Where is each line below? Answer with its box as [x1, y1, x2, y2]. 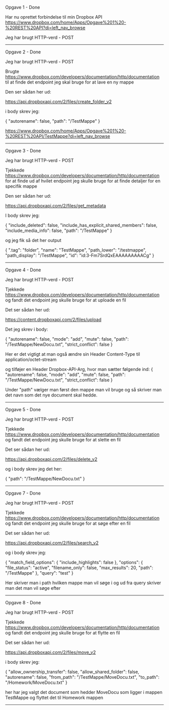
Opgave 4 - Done [5, 267, 41, 273]
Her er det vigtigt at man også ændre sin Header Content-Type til [5, 351, 140, 357]
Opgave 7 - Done [5, 490, 41, 496]
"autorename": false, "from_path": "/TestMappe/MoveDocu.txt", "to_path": [5, 674, 159, 680]
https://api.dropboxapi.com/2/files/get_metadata [5, 203, 107, 208]
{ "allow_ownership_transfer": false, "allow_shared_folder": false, [5, 669, 139, 675]
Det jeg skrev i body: [5, 327, 48, 332]
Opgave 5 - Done [5, 407, 41, 412]
